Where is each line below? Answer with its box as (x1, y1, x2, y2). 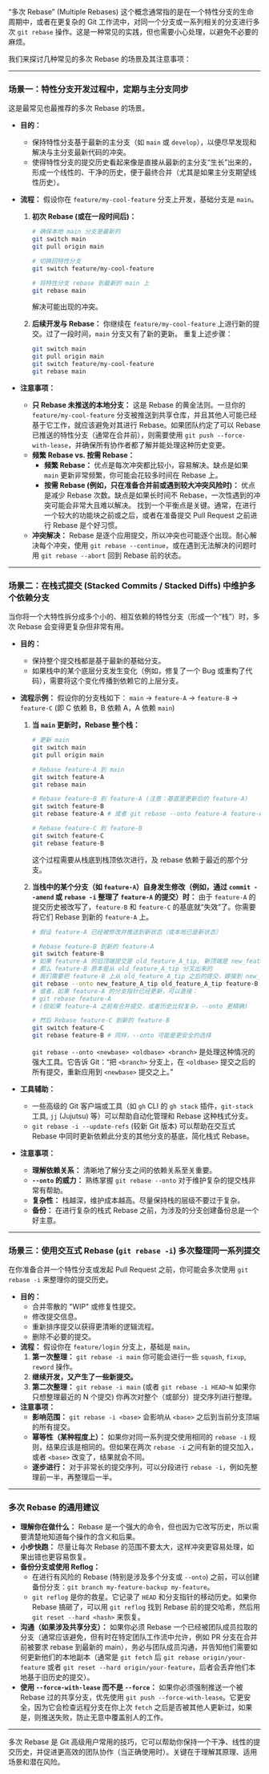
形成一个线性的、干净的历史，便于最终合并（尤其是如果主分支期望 (31, 168, 250, 177)
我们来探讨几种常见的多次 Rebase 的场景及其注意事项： (8, 55, 191, 63)
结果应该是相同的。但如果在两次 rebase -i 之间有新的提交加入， (46, 1443, 258, 1452)
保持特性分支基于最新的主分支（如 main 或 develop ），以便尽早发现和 (31, 137, 257, 147)
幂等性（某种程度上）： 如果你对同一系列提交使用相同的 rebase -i (31, 1432, 247, 1442)
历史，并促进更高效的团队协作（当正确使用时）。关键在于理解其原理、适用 (14, 1747, 258, 1756)
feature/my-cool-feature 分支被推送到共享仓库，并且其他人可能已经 (31, 410, 258, 420)
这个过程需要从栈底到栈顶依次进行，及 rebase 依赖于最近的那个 (31, 855, 242, 864)
